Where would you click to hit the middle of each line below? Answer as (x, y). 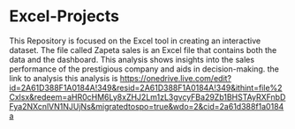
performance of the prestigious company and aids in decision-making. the (144, 69)
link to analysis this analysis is (64, 78)
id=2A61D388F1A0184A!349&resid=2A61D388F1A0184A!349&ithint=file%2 (146, 87)
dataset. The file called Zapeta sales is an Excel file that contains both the (143, 49)
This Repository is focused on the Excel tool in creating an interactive (135, 41)
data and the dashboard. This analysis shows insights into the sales (132, 59)
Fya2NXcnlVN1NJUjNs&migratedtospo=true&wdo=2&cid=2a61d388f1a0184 (147, 106)
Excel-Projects (64, 16)
